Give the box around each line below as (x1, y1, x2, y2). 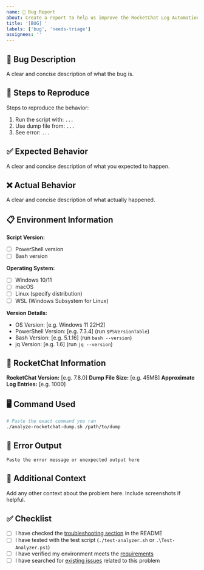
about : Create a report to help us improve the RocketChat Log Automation (6, 15, 200, 21)
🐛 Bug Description (6, 54, 76, 64)
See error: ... (15, 128, 50, 136)
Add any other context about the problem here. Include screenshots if (6, 489, 181, 496)
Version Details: (6, 309, 47, 316)
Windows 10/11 (15, 276, 52, 283)
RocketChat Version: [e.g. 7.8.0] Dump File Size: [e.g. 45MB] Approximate (6, 374, 195, 381)
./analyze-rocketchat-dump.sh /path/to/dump (6, 424, 121, 430)
